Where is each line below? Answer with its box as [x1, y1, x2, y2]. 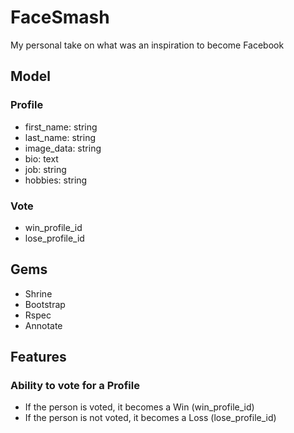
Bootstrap [24, 298, 66, 310]
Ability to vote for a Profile [10, 379, 140, 393]
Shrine [24, 287, 53, 300]
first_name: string [24, 121, 98, 133]
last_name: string [24, 131, 97, 143]
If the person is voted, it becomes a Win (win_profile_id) [24, 401, 255, 413]
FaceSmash [10, 6, 110, 29]
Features [10, 349, 67, 366]
